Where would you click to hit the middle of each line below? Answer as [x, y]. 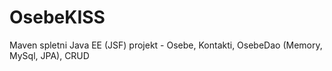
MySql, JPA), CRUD [49, 55]
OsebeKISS [57, 17]
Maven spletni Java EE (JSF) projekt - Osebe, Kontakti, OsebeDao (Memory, [166, 45]
